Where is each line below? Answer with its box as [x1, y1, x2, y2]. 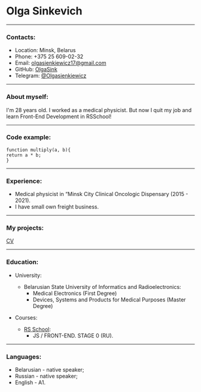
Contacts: [6, 33, 36, 41]
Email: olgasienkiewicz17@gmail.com [14, 59, 106, 67]
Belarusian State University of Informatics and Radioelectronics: [23, 283, 181, 290]
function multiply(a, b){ [6, 147, 71, 153]
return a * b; [6, 152, 42, 158]
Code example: [6, 133, 51, 141]
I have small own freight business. [14, 203, 99, 210]
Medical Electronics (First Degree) [32, 290, 117, 297]
